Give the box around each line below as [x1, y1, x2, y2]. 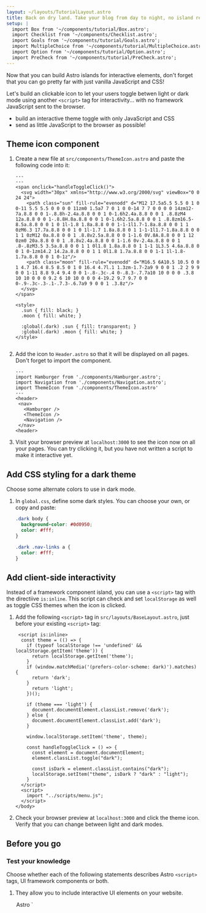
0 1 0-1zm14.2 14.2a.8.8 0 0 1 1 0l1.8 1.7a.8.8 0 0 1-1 [15, 249, 164, 255]
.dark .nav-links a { [15, 544, 71, 550]
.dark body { [15, 516, 49, 522]
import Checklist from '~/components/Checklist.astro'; [12, 32, 158, 38]
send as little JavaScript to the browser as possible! [15, 121, 146, 129]
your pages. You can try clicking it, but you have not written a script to [15, 445, 193, 452]
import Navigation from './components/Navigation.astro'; [15, 379, 167, 386]
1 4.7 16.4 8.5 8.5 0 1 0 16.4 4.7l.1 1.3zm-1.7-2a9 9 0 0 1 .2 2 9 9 [15, 265, 200, 271]
